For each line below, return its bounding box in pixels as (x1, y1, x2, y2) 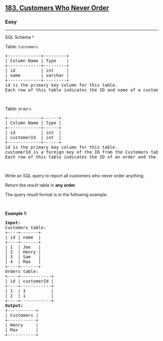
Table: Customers (5, 43, 38, 49)
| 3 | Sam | (5, 254, 41, 260)
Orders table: (5, 268, 39, 274)
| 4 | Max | (5, 259, 41, 265)
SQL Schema (5, 34, 32, 40)
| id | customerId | (5, 278, 54, 284)
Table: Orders (5, 106, 32, 112)
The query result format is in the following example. (5, 191, 108, 197)
